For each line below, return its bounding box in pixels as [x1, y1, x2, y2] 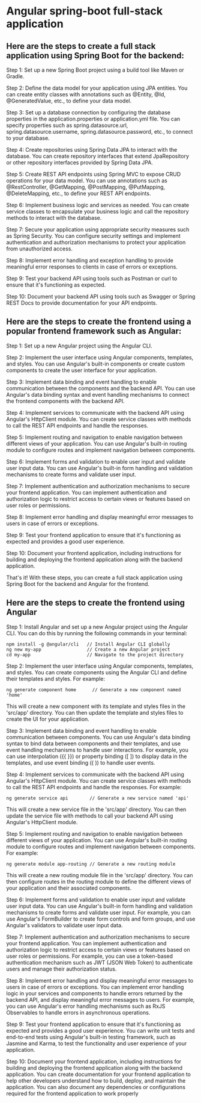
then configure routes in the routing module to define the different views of [6, 878, 191, 885]
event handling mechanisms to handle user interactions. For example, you [6, 746, 189, 753]
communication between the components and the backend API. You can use [6, 384, 196, 392]
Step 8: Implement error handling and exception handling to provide [6, 257, 174, 264]
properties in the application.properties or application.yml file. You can [6, 116, 181, 122]
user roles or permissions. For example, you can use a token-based [6, 952, 173, 960]
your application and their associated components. [6, 884, 132, 892]
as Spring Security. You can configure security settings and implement [6, 232, 181, 239]
